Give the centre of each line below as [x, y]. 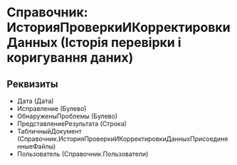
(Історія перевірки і [121, 43]
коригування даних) [70, 58]
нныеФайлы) [36, 146]
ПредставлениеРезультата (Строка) [72, 124]
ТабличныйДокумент [49, 131]
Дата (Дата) [35, 101]
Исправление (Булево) [52, 108]
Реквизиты [32, 84]
